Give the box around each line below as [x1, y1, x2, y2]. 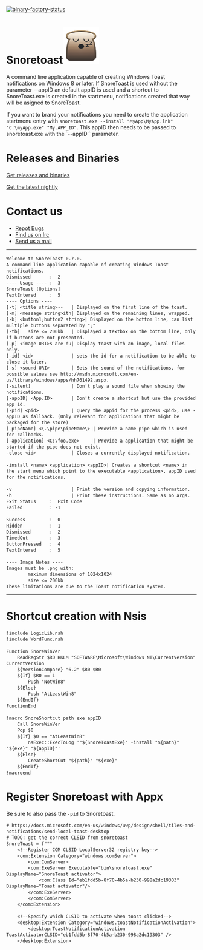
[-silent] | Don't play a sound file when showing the [6, 383, 185, 389]
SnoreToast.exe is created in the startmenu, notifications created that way [6, 92, 190, 100]
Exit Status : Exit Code [6, 498, 83, 504]
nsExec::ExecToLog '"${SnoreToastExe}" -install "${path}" [28, 739, 180, 745]
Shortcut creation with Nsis [6, 609, 147, 623]
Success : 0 [6, 517, 61, 523]
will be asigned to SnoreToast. [6, 99, 82, 106]
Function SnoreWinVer [6, 648, 61, 654]
